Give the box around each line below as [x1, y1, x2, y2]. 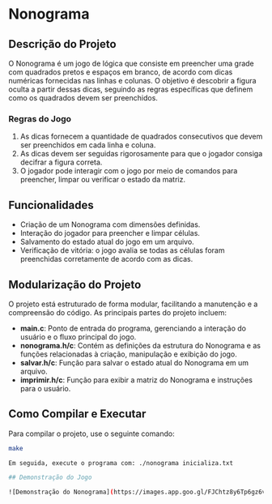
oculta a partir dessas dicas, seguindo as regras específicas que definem [8, 84, 253, 94]
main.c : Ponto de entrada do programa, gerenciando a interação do [19, 323, 247, 333]
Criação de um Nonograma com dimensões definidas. [19, 220, 201, 229]
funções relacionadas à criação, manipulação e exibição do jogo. [19, 349, 237, 359]
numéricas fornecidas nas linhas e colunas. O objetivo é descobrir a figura [8, 76, 257, 85]
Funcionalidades [8, 198, 95, 211]
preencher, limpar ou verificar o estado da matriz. [19, 175, 186, 185]
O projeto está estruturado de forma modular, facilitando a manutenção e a [8, 299, 258, 309]
